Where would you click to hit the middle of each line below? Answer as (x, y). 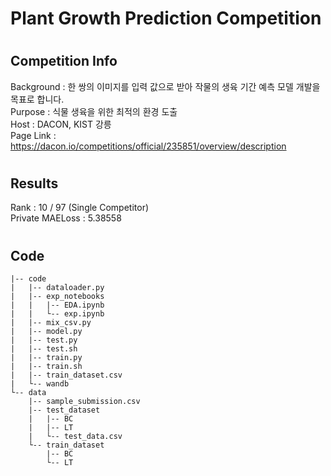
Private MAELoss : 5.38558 (66, 218)
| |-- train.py (46, 358)
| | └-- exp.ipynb (57, 314)
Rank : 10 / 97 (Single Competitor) (80, 208)
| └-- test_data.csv (75, 437)
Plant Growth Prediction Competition (166, 18)
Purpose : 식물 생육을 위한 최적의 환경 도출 (94, 111)
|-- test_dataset (64, 410)
